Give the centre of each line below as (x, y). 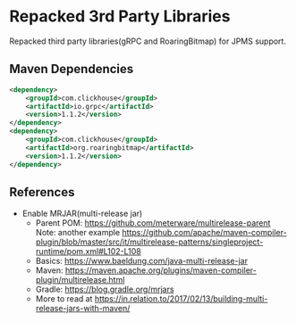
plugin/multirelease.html (80, 280)
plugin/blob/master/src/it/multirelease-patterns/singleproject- (149, 242)
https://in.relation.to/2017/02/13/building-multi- (181, 299)
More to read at (64, 299)
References (42, 192)
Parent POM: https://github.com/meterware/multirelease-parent (153, 223)
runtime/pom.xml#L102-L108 (88, 252)
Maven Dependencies (72, 69)
